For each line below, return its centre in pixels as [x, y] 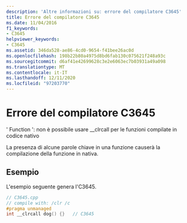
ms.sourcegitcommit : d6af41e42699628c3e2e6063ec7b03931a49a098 [86, 61]
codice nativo [23, 136]
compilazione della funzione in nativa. [53, 153]
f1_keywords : [22, 28]
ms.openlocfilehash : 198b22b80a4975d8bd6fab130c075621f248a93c [86, 56]
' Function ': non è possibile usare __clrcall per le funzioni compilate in [91, 129]
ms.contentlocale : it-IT [37, 73]
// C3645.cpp [22, 197]
